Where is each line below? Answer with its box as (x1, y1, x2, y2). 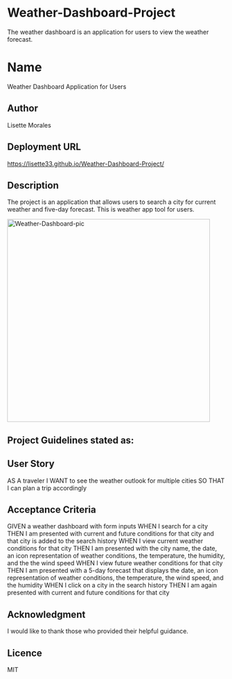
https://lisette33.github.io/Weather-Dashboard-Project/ (7, 160, 165, 168)
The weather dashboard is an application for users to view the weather (7, 28, 209, 36)
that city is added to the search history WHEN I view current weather (7, 537, 204, 545)
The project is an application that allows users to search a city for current (7, 198, 216, 206)
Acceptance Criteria (7, 504, 96, 515)
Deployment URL (7, 141, 82, 153)
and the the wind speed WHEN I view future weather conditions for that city (7, 559, 223, 567)
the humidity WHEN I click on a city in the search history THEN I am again (7, 581, 217, 590)
